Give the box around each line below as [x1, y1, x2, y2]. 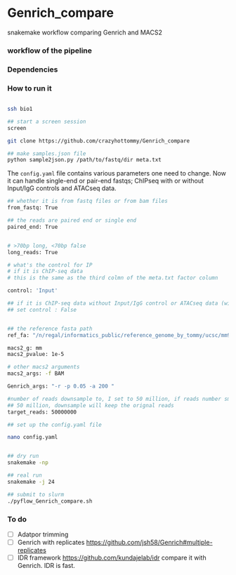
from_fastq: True [7, 204, 58, 211]
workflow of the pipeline [7, 46, 93, 55]
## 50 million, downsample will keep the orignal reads [7, 402, 174, 409]
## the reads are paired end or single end [7, 217, 137, 224]
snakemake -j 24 [7, 478, 55, 485]
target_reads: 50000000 [7, 409, 77, 416]
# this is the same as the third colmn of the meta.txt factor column [7, 275, 218, 282]
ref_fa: [7, 331, 30, 338]
